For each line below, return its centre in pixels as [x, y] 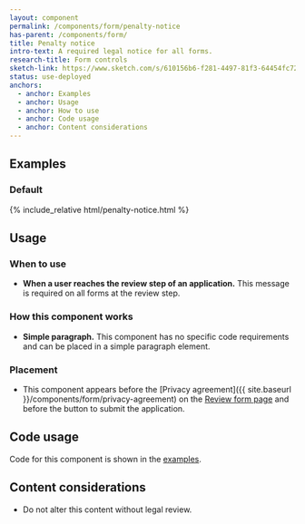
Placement [34, 370]
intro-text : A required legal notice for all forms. [111, 52]
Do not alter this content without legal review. [107, 509]
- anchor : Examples [54, 93]
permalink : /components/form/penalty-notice [95, 26]
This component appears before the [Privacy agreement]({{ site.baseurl [157, 389]
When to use [38, 264]
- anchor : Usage [48, 102]
